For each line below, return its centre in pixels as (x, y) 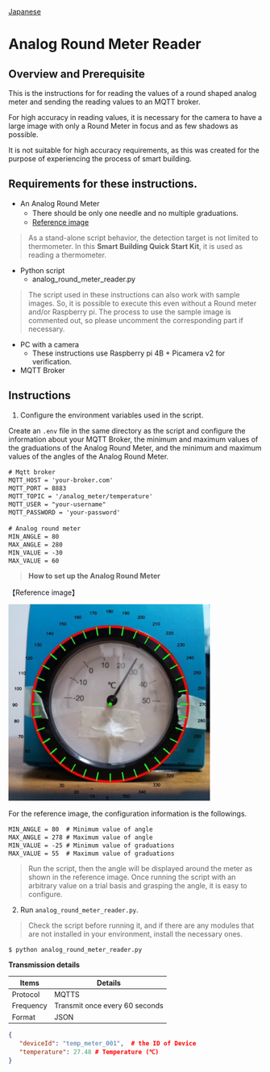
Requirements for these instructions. (103, 184)
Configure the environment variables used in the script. (112, 415)
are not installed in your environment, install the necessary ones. (135, 934)
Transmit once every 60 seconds (108, 1006)
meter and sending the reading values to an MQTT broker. (104, 102)
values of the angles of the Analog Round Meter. (89, 456)
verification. (52, 361)
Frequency (29, 1006)
